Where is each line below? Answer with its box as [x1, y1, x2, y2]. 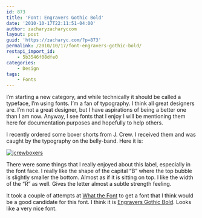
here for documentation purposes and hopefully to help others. [6, 119, 163, 126]
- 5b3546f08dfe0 [17, 54, 59, 60]
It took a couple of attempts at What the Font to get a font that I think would [6, 192, 194, 199]
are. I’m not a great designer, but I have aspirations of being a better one [6, 106, 186, 114]
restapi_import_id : [6, 49, 56, 55]
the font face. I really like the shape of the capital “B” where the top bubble [6, 168, 192, 175]
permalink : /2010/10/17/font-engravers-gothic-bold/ [6, 43, 142, 49]
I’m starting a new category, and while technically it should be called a [6, 94, 181, 101]
